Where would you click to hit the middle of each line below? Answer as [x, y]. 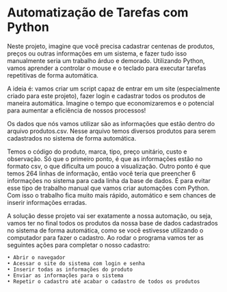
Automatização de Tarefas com [98, 13]
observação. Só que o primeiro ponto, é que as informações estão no [105, 158]
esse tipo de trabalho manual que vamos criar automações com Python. [108, 188]
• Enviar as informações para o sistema [66, 276]
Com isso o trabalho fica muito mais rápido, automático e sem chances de [111, 195]
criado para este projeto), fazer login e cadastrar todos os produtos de [106, 96]
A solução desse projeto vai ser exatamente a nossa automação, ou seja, [110, 216]
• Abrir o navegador [37, 257]
